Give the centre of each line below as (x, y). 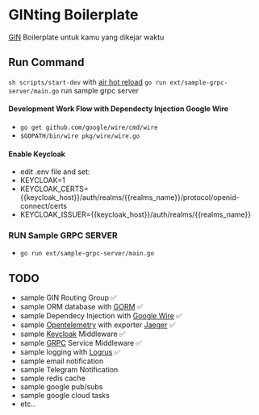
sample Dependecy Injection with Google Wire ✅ (101, 316)
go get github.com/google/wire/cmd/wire (89, 127)
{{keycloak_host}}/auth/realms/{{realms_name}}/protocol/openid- (129, 197)
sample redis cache (53, 378)
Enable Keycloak (37, 154)
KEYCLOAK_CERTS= (54, 189)
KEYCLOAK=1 (43, 181)
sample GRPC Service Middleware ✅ (81, 343)
